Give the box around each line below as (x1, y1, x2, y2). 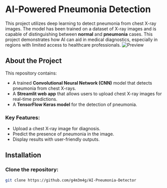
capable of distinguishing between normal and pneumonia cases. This (5, 31, 153, 37)
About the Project (5, 57, 62, 65)
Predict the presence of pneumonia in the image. (12, 131, 115, 137)
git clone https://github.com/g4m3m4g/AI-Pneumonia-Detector (5, 177, 137, 183)
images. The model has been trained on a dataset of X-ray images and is (5, 25, 156, 31)
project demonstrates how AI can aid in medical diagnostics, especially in (5, 36, 158, 43)
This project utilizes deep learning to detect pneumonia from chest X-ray (5, 20, 156, 26)
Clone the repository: (5, 166, 59, 173)
